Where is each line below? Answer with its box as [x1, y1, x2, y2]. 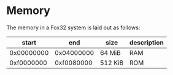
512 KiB [100, 59, 124, 67]
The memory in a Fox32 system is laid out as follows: [6, 24, 140, 31]
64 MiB [100, 48, 121, 57]
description [129, 38, 164, 46]
